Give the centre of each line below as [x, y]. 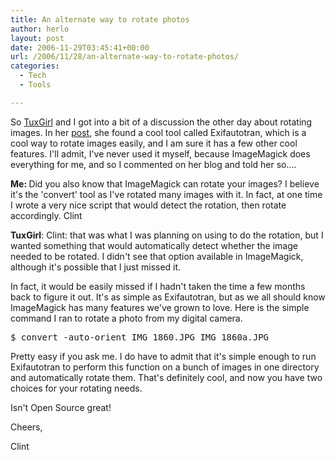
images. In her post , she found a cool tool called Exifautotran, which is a [158, 132]
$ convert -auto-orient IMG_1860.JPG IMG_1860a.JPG [140, 337]
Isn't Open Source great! [61, 407]
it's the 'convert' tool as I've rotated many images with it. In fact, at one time [166, 194]
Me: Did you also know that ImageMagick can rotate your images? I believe [165, 183]
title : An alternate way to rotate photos [100, 19]
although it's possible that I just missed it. [96, 267]
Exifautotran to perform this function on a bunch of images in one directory [165, 367]
